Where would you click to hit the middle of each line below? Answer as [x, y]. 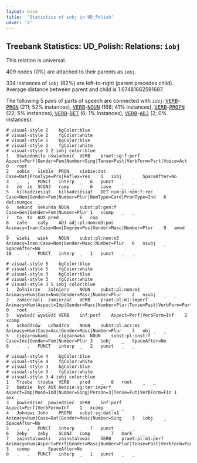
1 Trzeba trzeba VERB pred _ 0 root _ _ [81, 383]
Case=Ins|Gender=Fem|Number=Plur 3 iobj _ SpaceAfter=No [86, 341]
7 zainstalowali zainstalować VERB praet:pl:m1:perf [85, 439]
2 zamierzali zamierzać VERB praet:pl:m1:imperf [77, 300]
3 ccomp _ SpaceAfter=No [44, 449]
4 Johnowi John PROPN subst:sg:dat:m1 [62, 413]
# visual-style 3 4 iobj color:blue [51, 377]
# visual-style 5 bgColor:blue [48, 264]
